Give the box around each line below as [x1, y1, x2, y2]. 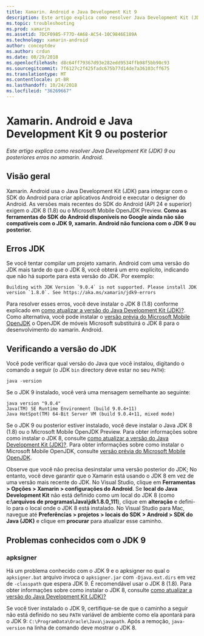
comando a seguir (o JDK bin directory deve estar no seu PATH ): [6, 366, 166, 374]
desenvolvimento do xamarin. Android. [6, 326, 103, 333]
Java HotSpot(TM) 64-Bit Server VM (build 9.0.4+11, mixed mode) [6, 411, 175, 417]
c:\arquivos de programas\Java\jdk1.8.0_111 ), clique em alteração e [6, 498, 178, 505]
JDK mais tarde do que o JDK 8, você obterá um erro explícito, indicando [6, 266, 189, 273]
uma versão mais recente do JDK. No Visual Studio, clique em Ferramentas [6, 479, 195, 486]
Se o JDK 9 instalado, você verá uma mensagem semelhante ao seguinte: [6, 389, 191, 396]
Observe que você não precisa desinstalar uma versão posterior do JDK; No [6, 466, 197, 473]
